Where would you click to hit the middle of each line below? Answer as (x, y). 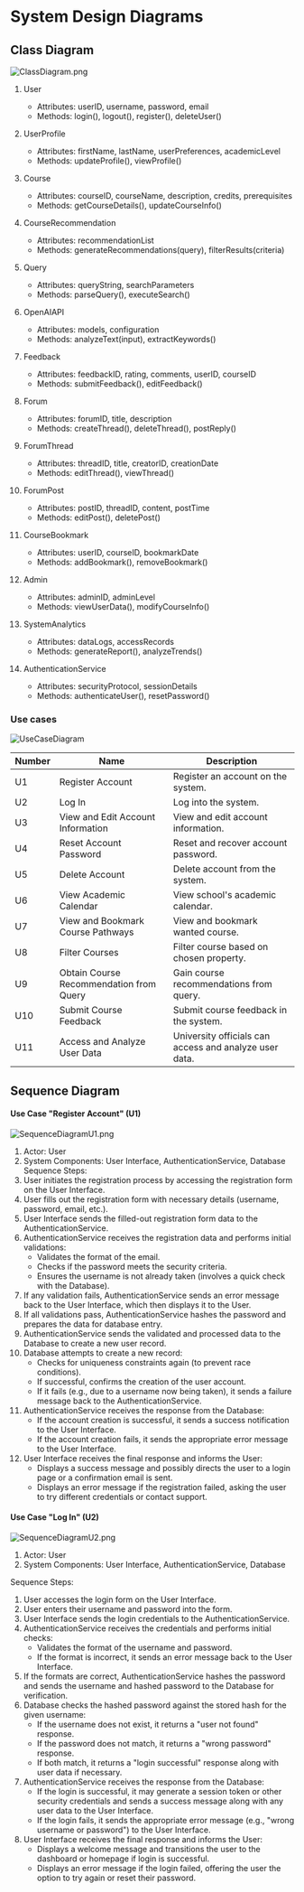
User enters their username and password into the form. (128, 1609)
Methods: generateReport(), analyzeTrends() (120, 651)
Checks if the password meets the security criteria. (132, 1266)
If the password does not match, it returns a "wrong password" (154, 1744)
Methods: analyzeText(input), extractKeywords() (126, 339)
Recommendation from (108, 984)
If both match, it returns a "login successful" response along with (157, 1763)
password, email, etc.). (66, 1208)
